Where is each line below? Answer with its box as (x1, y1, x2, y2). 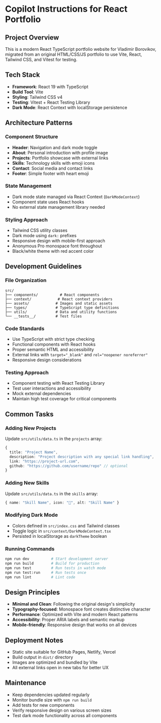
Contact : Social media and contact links (12, 165, 93, 171)
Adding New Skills (5, 480, 49, 486)
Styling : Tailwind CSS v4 (12, 94, 63, 100)
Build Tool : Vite (12, 89, 44, 95)
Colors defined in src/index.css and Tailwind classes (12, 523, 120, 528)
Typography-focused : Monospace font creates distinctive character (12, 606, 151, 612)
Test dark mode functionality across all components (12, 712, 117, 718)
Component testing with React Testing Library (12, 380, 105, 386)
